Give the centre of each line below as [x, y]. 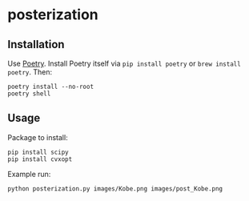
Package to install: [38, 137]
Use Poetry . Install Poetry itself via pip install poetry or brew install [124, 63]
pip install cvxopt [40, 159]
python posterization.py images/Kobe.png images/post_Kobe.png [115, 189]
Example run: [29, 174]
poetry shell [29, 94]
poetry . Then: [30, 72]
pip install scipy [38, 152]
